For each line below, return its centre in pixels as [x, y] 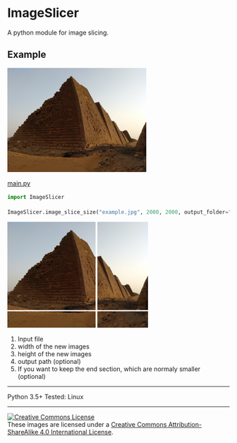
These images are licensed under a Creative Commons [87, 424]
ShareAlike [23, 432]
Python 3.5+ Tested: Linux [45, 396]
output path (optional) [49, 361]
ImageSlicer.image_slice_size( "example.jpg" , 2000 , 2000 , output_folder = [118, 212]
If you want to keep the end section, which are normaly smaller [109, 369]
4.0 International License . [77, 432]
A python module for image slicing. [58, 32]
